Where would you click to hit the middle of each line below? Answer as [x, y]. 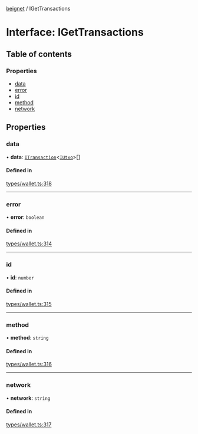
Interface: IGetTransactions [75, 32]
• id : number [20, 277]
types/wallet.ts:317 [29, 425]
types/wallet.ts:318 [29, 183]
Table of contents [39, 54]
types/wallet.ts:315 [29, 304]
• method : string [27, 338]
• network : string [28, 398]
